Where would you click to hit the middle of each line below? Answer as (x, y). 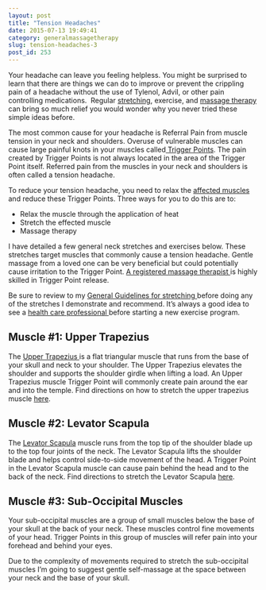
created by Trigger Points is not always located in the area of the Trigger (127, 158)
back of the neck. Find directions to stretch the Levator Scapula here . (122, 476)
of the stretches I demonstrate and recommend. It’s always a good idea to (129, 304)
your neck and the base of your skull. (69, 578)
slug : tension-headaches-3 (53, 45)
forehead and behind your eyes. (60, 546)
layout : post (30, 15)
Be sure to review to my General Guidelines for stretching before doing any (131, 295)
